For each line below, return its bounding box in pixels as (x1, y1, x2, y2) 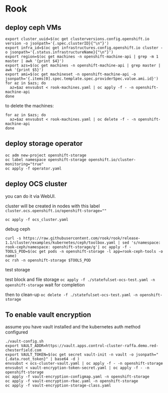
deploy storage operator (5, 139, 83, 148)
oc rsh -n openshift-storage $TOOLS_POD (5, 258, 92, 263)
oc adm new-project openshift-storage (5, 152, 87, 158)
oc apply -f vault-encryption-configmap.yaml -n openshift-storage (5, 374, 150, 379)
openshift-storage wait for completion (5, 282, 85, 288)
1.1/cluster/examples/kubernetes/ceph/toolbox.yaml (5, 240, 116, 245)
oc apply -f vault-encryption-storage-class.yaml (5, 383, 112, 388)
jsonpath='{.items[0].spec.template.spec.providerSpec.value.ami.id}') (5, 76, 158, 81)
